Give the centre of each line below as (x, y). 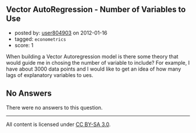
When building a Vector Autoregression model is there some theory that (92, 56)
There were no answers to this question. (55, 107)
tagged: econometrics (40, 39)
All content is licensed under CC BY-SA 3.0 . (58, 124)
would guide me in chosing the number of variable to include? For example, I (98, 62)
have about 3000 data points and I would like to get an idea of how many (94, 69)
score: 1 (24, 45)
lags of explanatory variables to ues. (50, 75)
